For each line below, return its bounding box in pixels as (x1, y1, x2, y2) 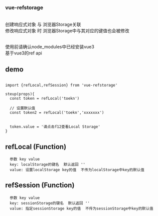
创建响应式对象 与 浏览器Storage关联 (5, 22, 81, 28)
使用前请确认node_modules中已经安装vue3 (5, 44, 94, 50)
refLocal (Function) (5, 142, 67, 151)
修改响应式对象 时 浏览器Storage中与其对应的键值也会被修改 (5, 28, 129, 34)
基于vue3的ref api (5, 50, 43, 56)
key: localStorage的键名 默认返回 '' (10, 162, 86, 167)
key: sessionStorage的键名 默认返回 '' (10, 200, 90, 205)
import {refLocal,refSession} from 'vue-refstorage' (5, 83, 118, 88)
